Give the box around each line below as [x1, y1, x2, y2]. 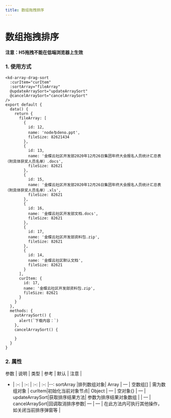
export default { [5, 102, 42, 107]
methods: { [10, 308, 33, 313]
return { [14, 111, 33, 116]
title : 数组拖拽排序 [5, 7, 44, 13]
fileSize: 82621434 [28, 134, 70, 140]
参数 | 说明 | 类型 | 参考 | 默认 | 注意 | [5, 370, 82, 377]
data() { [10, 106, 29, 112]
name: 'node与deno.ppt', [28, 130, 80, 135]
